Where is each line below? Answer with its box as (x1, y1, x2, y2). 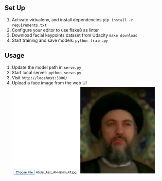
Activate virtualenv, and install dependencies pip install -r (11, 16, 133, 22)
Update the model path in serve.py (11, 64, 81, 70)
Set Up (4, 4, 25, 12)
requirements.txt (11, 23, 47, 28)
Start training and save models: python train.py (11, 37, 108, 43)
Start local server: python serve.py (11, 69, 81, 75)
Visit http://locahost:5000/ (11, 75, 68, 81)
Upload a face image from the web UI (11, 80, 87, 85)
